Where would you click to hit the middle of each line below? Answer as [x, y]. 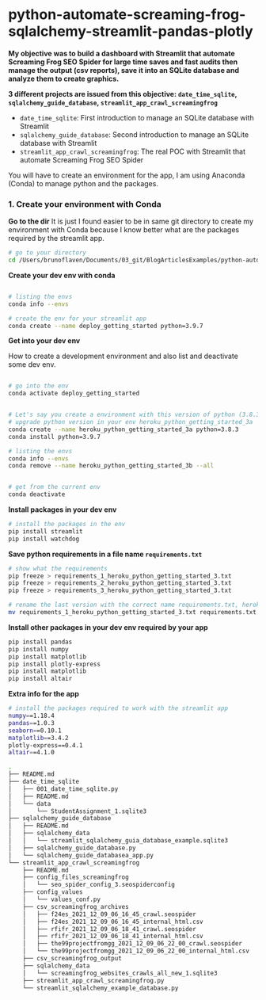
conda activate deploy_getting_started [74, 394]
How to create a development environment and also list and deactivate [123, 356]
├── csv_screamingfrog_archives [76, 906]
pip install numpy [38, 649]
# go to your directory [47, 253]
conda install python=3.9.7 [55, 437]
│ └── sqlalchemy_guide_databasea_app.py [81, 855]
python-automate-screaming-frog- [127, 15]
